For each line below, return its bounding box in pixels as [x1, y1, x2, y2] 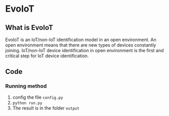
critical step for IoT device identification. [5, 53, 89, 59]
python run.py [12, 100, 42, 105]
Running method [5, 83, 47, 90]
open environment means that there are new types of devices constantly [5, 42, 156, 48]
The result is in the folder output [12, 105, 80, 111]
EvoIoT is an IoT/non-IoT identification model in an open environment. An [5, 36, 156, 43]
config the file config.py [12, 94, 64, 100]
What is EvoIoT [5, 23, 53, 32]
